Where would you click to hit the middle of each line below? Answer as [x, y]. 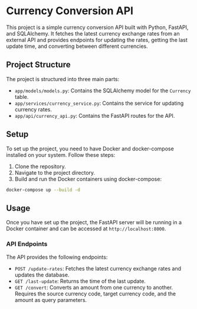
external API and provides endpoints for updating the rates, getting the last [97, 40]
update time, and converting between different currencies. [77, 46]
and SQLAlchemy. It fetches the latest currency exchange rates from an [93, 33]
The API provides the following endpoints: [57, 257]
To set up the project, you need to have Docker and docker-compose [90, 149]
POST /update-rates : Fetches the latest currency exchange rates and [98, 268]
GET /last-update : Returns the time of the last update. [80, 281]
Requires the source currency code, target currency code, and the [95, 294]
